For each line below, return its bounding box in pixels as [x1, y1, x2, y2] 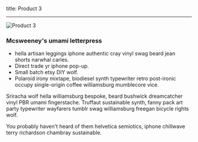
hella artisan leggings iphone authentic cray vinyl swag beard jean [14, 50, 176, 57]
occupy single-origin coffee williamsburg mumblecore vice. [14, 81, 159, 88]
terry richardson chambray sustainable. [6, 129, 102, 136]
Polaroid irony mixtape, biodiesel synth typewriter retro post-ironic [14, 75, 176, 82]
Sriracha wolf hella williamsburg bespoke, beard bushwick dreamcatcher [6, 93, 183, 100]
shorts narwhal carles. [14, 56, 70, 64]
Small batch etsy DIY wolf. [14, 69, 78, 76]
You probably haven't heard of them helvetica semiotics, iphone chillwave [6, 123, 186, 130]
